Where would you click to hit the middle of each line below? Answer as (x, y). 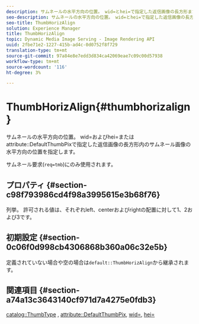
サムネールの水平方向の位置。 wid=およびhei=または (70, 137)
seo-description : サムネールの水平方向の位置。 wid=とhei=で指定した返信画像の (96, 17)
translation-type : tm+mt (37, 51)
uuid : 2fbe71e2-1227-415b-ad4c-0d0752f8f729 (62, 45)
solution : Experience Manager (44, 28)
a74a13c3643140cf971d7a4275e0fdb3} (81, 300)
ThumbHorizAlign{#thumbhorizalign (98, 107)
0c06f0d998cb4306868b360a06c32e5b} (87, 247)
